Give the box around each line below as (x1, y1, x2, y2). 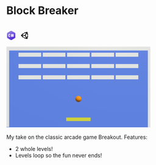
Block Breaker (6, 4, 79, 18)
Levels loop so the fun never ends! (15, 152, 102, 159)
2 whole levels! (15, 146, 53, 153)
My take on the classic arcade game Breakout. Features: (6, 133, 148, 141)
